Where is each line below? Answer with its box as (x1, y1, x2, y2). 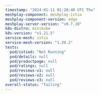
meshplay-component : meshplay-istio (5, 12, 82, 17)
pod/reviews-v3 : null (10, 77, 55, 82)
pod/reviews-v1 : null (10, 68, 55, 73)
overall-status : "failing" (5, 82, 62, 87)
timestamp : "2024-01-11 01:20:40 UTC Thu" (5, 7, 95, 13)
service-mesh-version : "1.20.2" (5, 40, 73, 45)
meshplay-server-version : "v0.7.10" (5, 21, 82, 27)
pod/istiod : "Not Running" (10, 49, 66, 54)
